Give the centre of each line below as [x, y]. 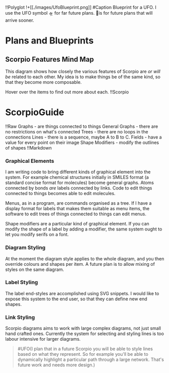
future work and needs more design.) [56, 365]
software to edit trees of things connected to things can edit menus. [76, 214]
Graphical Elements [30, 161]
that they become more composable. [44, 82]
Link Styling [20, 317]
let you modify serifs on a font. [37, 235]
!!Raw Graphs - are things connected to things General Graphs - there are [82, 126]
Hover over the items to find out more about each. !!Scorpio [67, 92]
